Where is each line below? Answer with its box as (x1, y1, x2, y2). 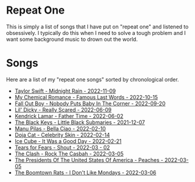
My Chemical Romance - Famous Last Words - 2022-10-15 (14, 93, 158, 100)
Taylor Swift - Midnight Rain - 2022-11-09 (14, 87, 116, 95)
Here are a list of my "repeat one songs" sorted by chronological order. (6, 76, 179, 83)
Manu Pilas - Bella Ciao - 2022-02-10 (14, 125, 106, 132)
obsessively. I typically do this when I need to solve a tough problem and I (6, 29, 186, 36)
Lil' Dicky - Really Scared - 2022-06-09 (14, 106, 112, 113)
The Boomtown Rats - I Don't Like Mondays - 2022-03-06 (14, 169, 157, 176)
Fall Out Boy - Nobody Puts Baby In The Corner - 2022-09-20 (14, 100, 165, 107)
